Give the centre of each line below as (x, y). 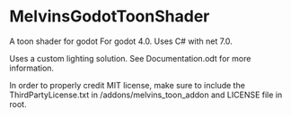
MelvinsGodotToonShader (110, 17)
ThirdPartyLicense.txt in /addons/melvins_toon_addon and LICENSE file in (146, 95)
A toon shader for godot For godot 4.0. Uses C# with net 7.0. (121, 41)
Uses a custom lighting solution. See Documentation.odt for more (130, 58)
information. (32, 68)
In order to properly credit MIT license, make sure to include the (127, 85)
